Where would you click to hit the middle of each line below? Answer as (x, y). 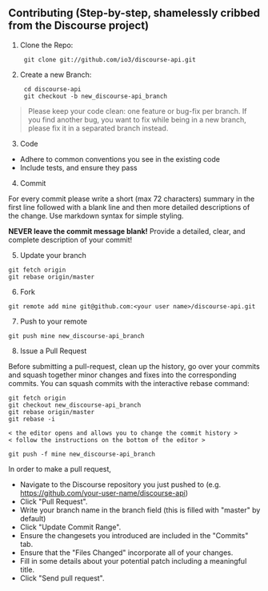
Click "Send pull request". (62, 578)
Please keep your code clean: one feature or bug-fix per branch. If (137, 111)
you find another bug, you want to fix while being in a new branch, (137, 119)
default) (33, 518)
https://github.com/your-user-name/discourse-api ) (104, 492)
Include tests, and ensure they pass (78, 167)
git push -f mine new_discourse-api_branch (82, 454)
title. (27, 569)
